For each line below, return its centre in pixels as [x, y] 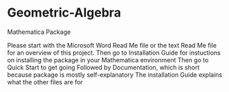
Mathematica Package [39, 32]
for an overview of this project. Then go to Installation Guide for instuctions [114, 53]
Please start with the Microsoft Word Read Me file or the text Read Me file [112, 45]
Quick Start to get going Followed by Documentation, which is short [103, 67]
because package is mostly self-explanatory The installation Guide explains [115, 75]
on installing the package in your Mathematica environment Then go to [108, 59]
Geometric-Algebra [64, 13]
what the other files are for [45, 82]
